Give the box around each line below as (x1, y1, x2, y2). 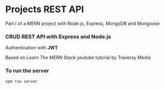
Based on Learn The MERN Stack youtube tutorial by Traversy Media (5, 54, 151, 61)
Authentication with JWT (5, 45, 58, 51)
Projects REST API (5, 4, 84, 15)
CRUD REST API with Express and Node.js (5, 33, 111, 40)
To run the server (5, 67, 50, 74)
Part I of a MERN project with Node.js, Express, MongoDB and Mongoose (5, 20, 160, 26)
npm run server (5, 79, 38, 84)
